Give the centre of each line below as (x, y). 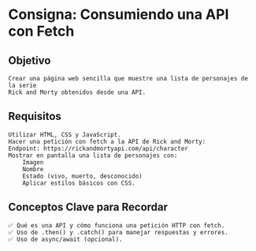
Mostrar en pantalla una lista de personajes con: (93, 155)
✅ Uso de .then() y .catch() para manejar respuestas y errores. (118, 232)
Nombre (33, 169)
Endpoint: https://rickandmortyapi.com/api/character (98, 148)
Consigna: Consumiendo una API (119, 15)
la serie (22, 85)
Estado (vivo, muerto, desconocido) (83, 176)
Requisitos (35, 116)
